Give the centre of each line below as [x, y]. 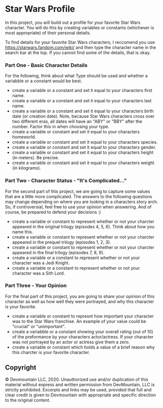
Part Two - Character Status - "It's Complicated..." [66, 181]
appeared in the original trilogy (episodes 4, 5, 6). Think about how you [83, 226]
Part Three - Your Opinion [36, 286]
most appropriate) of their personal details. [48, 33]
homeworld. [24, 137]
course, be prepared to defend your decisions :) [53, 212]
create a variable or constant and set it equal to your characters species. [85, 142]
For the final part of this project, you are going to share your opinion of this [80, 296]
